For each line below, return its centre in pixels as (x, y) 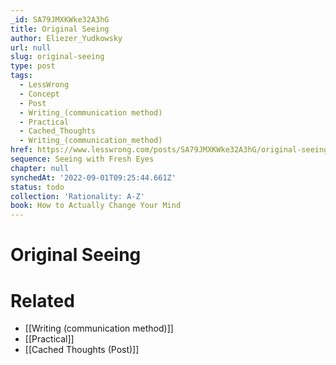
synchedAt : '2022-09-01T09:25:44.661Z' (93, 177)
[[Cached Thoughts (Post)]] (82, 350)
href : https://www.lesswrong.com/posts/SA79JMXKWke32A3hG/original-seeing (169, 150)
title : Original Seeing (60, 29)
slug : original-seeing (57, 57)
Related (42, 300)
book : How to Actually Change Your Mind (96, 206)
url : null (31, 47)
